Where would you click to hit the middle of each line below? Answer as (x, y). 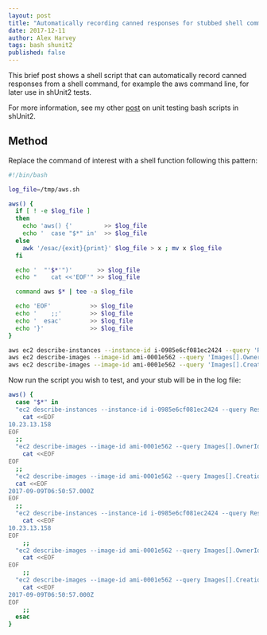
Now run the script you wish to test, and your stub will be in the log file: (125, 380)
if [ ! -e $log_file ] (53, 211)
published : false (37, 53)
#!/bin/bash (28, 175)
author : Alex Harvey (43, 38)
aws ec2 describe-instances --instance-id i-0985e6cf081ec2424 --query (129, 350)
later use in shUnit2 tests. (50, 92)
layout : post (30, 16)
